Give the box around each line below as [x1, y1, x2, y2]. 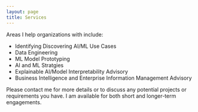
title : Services [6, 14, 47, 20]
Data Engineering [14, 49, 58, 56]
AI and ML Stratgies [14, 61, 64, 69]
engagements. [6, 98, 42, 105]
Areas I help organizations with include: [6, 31, 103, 38]
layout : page [6, 8, 39, 15]
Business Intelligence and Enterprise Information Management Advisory [14, 74, 193, 81]
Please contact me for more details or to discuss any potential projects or [6, 86, 187, 93]
